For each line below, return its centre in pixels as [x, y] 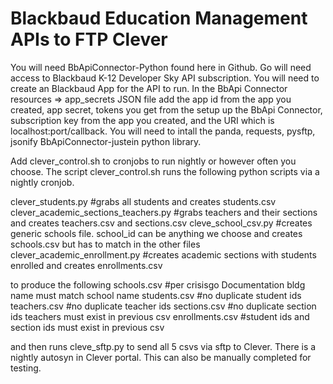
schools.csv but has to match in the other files [105, 244]
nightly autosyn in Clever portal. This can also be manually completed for [161, 357]
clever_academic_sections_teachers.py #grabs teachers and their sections [164, 212]
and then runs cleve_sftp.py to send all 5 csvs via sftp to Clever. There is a [163, 346]
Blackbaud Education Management [159, 18]
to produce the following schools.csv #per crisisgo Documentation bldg [158, 284]
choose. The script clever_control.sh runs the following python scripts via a [165, 171]
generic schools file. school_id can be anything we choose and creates [156, 233]
